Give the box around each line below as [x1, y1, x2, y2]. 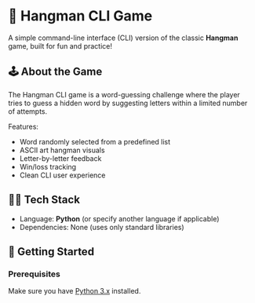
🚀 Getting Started [8, 245, 95, 258]
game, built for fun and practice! [8, 41, 112, 50]
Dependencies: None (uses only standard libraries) [19, 222, 184, 232]
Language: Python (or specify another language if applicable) [19, 214, 220, 223]
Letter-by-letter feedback [19, 153, 102, 163]
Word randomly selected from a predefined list [19, 137, 171, 146]
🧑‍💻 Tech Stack [8, 193, 81, 206]
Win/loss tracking [19, 162, 77, 171]
